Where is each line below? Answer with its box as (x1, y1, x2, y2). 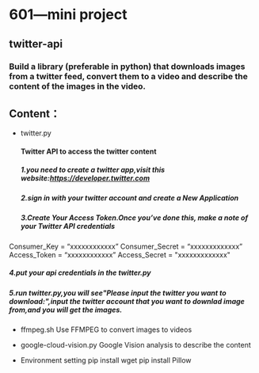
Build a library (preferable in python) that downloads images (9, 61, 246, 72)
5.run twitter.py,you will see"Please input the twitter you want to (9, 287, 227, 298)
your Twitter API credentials (20, 222, 116, 231)
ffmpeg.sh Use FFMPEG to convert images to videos (20, 325, 192, 334)
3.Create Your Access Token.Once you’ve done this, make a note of (20, 213, 249, 223)
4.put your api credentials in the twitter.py (9, 268, 151, 278)
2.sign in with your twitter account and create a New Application (20, 192, 239, 203)
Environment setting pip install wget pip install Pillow (20, 355, 192, 365)
